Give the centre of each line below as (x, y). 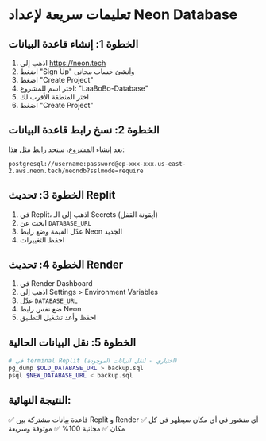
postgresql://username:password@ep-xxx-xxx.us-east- (97, 164)
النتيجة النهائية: (40, 400)
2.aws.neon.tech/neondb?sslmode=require (76, 171)
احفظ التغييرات (42, 239)
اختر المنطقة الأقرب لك (54, 97)
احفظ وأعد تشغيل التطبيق (58, 317)
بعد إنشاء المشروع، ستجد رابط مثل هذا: (67, 149)
